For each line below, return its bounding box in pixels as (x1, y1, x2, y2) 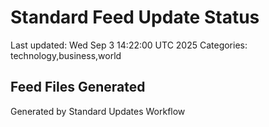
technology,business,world (10, 49, 122, 61)
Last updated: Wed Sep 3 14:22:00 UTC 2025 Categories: (10, 39, 248, 51)
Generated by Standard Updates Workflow (10, 105, 186, 117)
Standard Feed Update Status (10, 6, 260, 29)
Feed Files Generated (10, 79, 146, 96)
